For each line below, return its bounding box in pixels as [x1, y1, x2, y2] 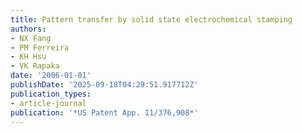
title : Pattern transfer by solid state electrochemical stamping [10, 14, 293, 25]
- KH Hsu [10, 52, 47, 62]
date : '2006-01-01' [10, 71, 92, 81]
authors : [10, 24, 47, 34]
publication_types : [10, 89, 92, 99]
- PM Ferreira [10, 42, 70, 53]
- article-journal [10, 98, 87, 108]
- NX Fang [10, 33, 52, 43]
